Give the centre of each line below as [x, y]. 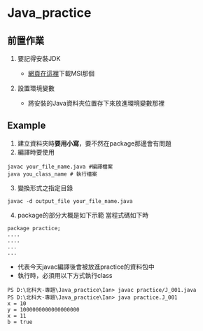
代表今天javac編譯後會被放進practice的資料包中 [86, 267]
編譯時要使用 [36, 152]
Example [27, 126]
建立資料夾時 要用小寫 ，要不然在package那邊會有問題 [94, 143]
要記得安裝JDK [39, 58]
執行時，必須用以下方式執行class [65, 275]
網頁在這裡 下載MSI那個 [61, 73]
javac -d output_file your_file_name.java [70, 201]
